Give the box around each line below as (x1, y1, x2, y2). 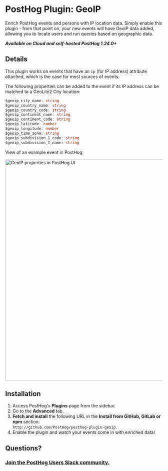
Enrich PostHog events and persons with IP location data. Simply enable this (5, 20, 162, 26)
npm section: (12, 419, 40, 425)
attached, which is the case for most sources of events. (5, 74, 120, 80)
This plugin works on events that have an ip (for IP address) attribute (5, 68, 147, 74)
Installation (5, 389, 41, 398)
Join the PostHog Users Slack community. (5, 459, 110, 466)
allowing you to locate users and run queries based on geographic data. (5, 31, 153, 37)
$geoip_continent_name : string (5, 112, 70, 117)
